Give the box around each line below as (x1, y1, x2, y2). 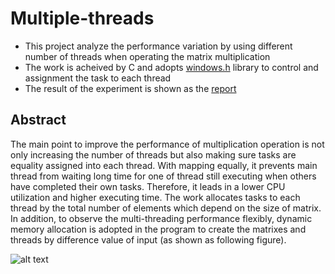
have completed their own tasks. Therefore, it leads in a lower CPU (10, 180, 286, 192)
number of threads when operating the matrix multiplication (24, 50, 271, 62)
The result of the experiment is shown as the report (24, 82, 237, 94)
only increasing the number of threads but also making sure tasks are (10, 148, 297, 161)
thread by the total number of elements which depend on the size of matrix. (10, 202, 322, 214)
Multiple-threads (10, 7, 155, 30)
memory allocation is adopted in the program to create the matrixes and (10, 223, 307, 235)
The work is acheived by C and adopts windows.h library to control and (24, 61, 319, 73)
